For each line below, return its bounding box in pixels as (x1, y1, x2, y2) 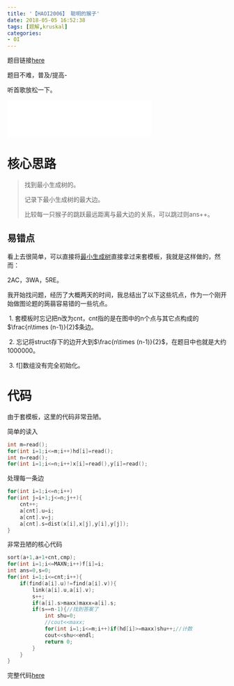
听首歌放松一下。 (7, 86, 56, 94)
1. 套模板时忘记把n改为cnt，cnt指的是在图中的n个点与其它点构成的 (8, 314, 199, 322)
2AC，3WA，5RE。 (7, 276, 63, 284)
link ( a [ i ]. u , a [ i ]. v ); (32, 586, 95, 593)
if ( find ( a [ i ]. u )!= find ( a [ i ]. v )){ (19, 579, 117, 587)
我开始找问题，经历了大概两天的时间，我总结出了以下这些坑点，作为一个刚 (7, 290, 221, 299)
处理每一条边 (7, 474, 44, 483)
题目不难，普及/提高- (7, 71, 68, 79)
